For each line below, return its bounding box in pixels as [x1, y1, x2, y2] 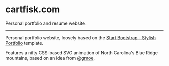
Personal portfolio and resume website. [5, 20, 87, 26]
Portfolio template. [5, 40, 44, 46]
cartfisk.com [5, 4, 60, 15]
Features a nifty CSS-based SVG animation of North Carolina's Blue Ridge [5, 49, 158, 56]
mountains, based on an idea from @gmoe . [5, 55, 95, 61]
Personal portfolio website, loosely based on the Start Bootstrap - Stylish [5, 34, 156, 41]
